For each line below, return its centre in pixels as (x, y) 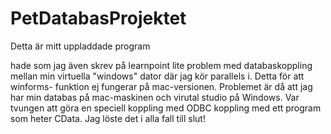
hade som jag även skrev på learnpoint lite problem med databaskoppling (161, 65)
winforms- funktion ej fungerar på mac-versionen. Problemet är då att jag (161, 86)
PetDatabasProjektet (98, 18)
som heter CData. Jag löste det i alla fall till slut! (108, 118)
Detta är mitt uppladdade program (80, 46)
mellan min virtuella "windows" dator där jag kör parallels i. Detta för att (157, 76)
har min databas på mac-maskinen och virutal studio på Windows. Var (155, 97)
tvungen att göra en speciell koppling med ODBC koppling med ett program (166, 108)
